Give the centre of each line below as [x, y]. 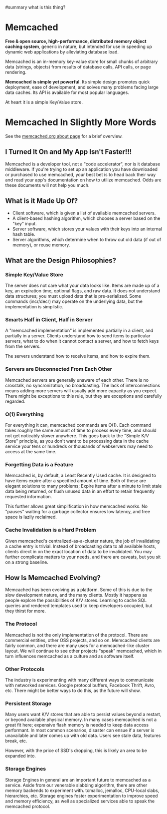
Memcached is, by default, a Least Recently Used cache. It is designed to [81, 475]
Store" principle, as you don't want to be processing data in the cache [77, 441]
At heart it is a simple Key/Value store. [44, 102]
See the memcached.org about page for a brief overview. [64, 136]
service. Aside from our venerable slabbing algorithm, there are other [76, 785]
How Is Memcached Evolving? [53, 578]
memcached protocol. [28, 806]
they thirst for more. [26, 611]
